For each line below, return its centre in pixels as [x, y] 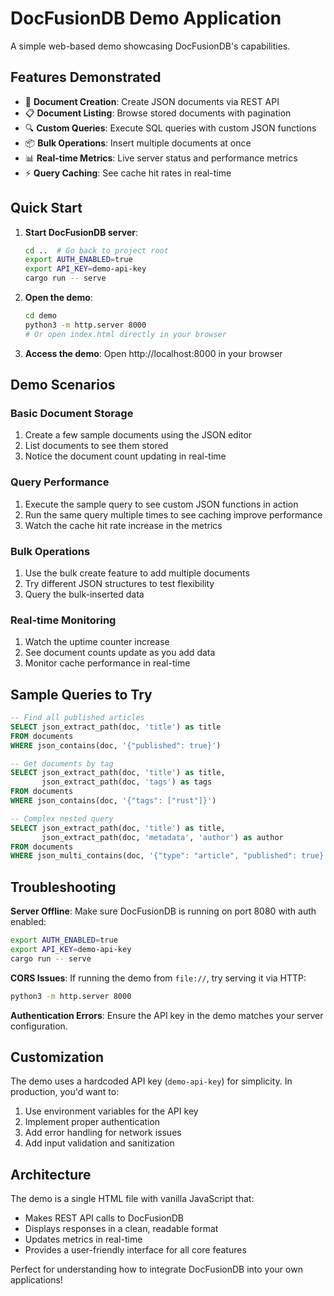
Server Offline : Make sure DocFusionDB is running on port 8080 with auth [163, 911]
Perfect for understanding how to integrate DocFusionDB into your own [156, 1269]
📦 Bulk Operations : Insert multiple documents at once [138, 143]
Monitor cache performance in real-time [107, 663]
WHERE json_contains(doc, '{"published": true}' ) [116, 745]
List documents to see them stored [96, 446]
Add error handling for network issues [103, 1133]
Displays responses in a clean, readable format [121, 1229]
